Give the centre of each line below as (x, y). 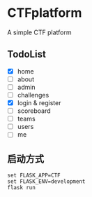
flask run (22, 188)
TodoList (27, 54)
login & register (39, 103)
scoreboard (34, 111)
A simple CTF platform (39, 32)
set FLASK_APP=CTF (34, 176)
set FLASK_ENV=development (46, 182)
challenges (33, 95)
